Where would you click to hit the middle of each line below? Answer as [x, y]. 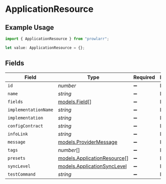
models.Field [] [75, 102]
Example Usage [30, 28]
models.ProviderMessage [88, 142]
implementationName [30, 110]
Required [144, 77]
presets [17, 158]
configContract [25, 126]
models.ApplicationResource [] [93, 158]
